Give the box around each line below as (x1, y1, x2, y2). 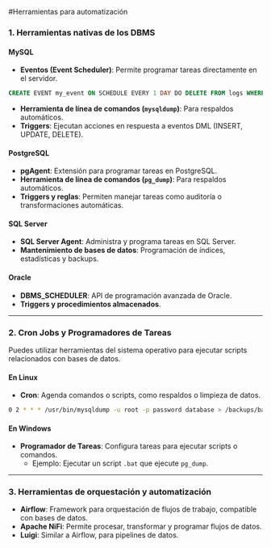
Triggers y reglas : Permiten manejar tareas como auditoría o (19, 192, 222, 201)
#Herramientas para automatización (8, 7, 128, 16)
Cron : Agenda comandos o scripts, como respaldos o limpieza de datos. (19, 390, 261, 400)
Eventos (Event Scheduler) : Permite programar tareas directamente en (19, 65, 257, 75)
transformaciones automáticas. (19, 200, 123, 210)
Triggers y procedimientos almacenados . (19, 299, 161, 309)
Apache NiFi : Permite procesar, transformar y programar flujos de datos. (19, 521, 262, 532)
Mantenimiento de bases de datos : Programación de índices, (19, 246, 226, 255)
